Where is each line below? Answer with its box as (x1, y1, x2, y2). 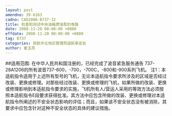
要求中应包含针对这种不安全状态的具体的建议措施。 (5, 105, 113, 111)
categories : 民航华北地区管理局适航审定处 (5, 41, 87, 46)
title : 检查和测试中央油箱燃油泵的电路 (5, 21, 79, 27)
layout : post (5, 7, 33, 13)
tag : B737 (5, 36, 27, 41)
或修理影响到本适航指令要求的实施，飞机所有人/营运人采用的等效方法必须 (5, 85, 160, 92)
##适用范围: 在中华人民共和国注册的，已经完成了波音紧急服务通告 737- (5, 60, 155, 66)
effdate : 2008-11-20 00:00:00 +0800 (5, 31, 83, 36)
